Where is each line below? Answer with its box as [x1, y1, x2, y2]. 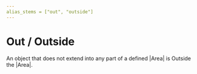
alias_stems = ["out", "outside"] [6, 8, 94, 15]
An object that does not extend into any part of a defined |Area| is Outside [6, 55, 192, 62]
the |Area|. [6, 61, 33, 68]
